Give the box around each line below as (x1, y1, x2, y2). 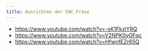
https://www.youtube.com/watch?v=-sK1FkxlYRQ (14, 25, 138, 32)
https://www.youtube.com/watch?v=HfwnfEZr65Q (14, 38, 140, 45)
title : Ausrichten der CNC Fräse (6, 8, 90, 15)
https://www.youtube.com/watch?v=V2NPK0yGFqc (14, 31, 142, 39)
